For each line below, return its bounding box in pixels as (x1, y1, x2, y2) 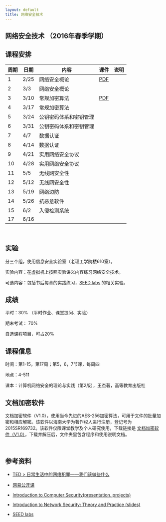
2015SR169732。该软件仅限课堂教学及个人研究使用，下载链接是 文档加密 (5, 425, 155, 431)
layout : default (5, 7, 39, 12)
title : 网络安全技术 (5, 12, 43, 17)
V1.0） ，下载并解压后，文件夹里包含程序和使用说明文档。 (13, 431, 130, 437)
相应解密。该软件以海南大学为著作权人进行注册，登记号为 (13, 419, 132, 425)
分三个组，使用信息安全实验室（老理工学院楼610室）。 (5, 258, 116, 264)
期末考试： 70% (5, 320, 38, 326)
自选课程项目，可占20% (5, 331, 55, 337)
